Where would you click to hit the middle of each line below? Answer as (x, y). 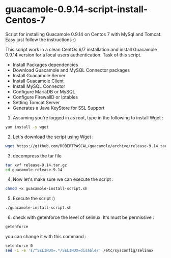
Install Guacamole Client (38, 81)
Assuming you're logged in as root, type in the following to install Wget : (88, 117)
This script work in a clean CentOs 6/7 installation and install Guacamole (81, 49)
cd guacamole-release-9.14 (34, 170)
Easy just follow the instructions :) (41, 40)
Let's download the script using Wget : (53, 137)
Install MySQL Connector (39, 86)
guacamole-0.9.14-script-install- (77, 9)
